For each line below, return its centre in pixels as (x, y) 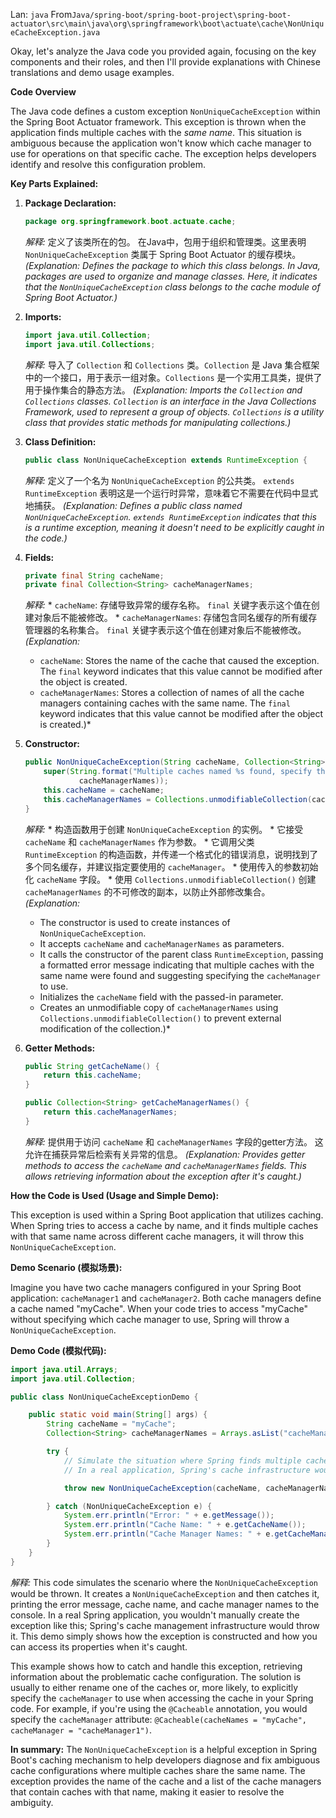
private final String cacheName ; (94, 575)
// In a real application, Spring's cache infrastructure (187, 1470)
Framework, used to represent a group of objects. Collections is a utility (174, 411)
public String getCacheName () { (92, 1066)
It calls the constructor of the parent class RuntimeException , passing (181, 954)
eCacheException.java (55, 33)
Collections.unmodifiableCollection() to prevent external (160, 1018)
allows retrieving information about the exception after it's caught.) (163, 1176)
